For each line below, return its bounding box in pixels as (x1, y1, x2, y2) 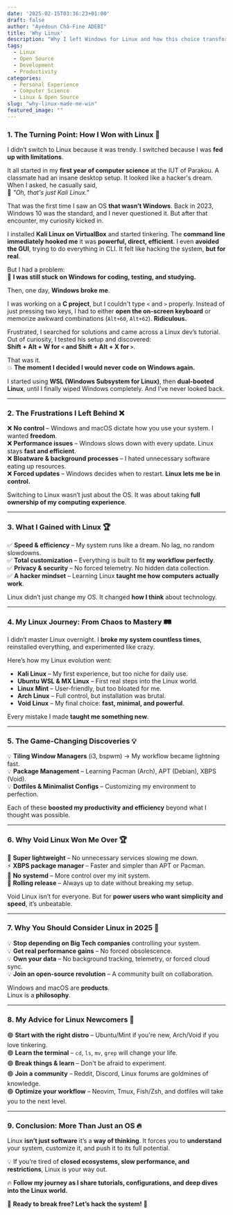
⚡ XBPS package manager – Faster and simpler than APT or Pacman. (7, 861, 206, 870)
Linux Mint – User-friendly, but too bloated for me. (17, 684, 162, 692)
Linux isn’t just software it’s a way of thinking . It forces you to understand (7, 1137, 222, 1145)
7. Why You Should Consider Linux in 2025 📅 (7, 923, 159, 933)
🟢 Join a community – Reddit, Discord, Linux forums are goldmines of (7, 1069, 209, 1078)
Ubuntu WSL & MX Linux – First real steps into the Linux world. (17, 676, 198, 685)
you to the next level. (7, 1097, 67, 1105)
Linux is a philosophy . (7, 990, 71, 999)
